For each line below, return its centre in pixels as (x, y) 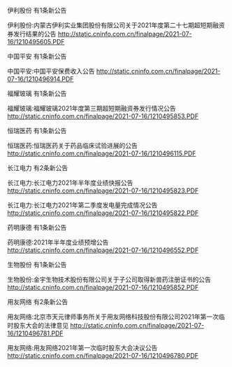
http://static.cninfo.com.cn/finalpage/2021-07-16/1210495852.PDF (103, 287)
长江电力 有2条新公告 (38, 168)
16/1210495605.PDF (36, 42)
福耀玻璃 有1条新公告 (37, 94)
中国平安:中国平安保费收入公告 (51, 71)
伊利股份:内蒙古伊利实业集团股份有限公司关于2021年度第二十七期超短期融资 (116, 25)
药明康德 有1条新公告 (37, 227)
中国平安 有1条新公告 (37, 56)
